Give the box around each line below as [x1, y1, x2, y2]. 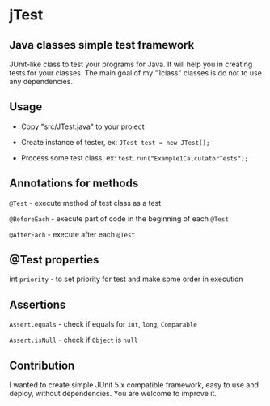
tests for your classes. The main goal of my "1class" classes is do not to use [9, 68, 262, 78]
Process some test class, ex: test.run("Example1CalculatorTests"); [20, 152, 249, 163]
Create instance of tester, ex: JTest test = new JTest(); [20, 137, 210, 147]
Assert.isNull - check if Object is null [9, 335, 138, 345]
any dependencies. [9, 77, 74, 86]
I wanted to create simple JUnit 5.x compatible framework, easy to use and [9, 380, 259, 390]
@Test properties [9, 253, 99, 267]
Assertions [9, 297, 66, 311]
